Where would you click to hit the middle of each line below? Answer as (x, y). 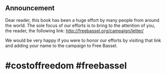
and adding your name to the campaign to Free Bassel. (61, 45)
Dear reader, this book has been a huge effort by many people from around (82, 20)
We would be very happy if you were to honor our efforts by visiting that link (83, 40)
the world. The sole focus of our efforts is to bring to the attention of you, (80, 25)
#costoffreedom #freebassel (66, 66)
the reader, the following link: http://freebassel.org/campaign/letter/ (75, 31)
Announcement (30, 8)
